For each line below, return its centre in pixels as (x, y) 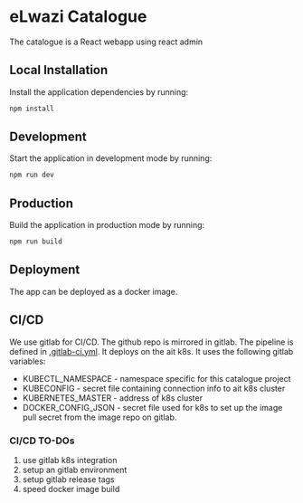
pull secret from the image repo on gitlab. (99, 417)
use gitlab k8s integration (70, 460)
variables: (28, 361)
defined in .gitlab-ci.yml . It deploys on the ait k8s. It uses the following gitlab (151, 351)
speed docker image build (71, 489)
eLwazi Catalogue (78, 17)
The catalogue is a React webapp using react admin (106, 42)
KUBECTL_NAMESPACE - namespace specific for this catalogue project (156, 378)
